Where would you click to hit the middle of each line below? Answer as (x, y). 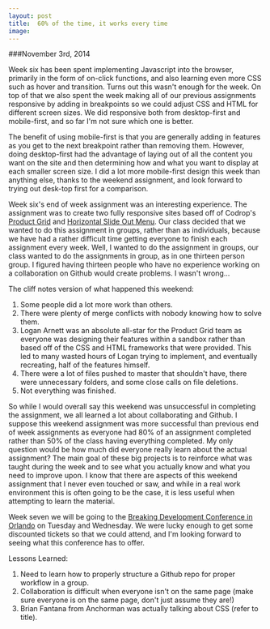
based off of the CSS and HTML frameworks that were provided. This (136, 348)
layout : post (30, 16)
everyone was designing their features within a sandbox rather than (133, 339)
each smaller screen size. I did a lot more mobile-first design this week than (134, 172)
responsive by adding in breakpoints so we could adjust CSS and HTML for (133, 104)
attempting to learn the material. (62, 501)
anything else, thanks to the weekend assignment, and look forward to (125, 180)
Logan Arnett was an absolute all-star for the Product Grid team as (131, 331)
